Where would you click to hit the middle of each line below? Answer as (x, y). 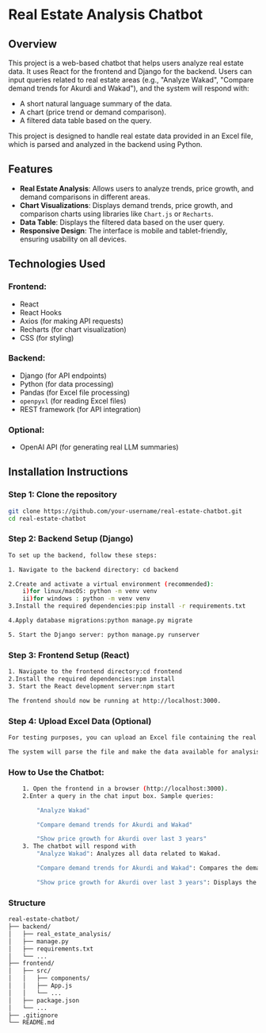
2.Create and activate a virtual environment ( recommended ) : (111, 584)
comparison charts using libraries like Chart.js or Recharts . (116, 214)
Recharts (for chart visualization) (73, 329)
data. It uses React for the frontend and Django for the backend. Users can (130, 71)
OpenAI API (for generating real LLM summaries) (99, 447)
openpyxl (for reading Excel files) (73, 401)
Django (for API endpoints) (63, 376)
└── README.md (32, 1023)
